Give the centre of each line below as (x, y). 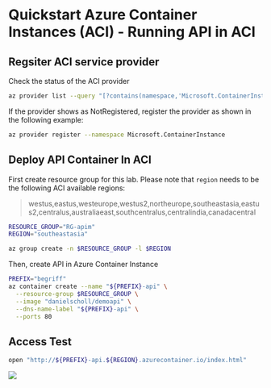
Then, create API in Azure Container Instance (83, 265)
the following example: (46, 119)
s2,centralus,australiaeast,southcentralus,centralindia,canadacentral (142, 212)
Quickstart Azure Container (103, 15)
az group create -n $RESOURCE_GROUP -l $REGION (90, 249)
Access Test (40, 342)
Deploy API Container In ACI (80, 160)
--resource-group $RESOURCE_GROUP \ (77, 294)
